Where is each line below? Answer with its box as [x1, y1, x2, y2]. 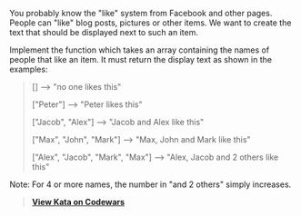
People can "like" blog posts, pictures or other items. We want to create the [9, 17, 292, 28]
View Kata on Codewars [31, 197, 125, 207]
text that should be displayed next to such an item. [9, 27, 198, 37]
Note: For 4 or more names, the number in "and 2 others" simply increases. [9, 179, 292, 190]
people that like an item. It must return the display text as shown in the [9, 54, 273, 64]
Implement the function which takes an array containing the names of [9, 44, 270, 55]
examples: [9, 64, 48, 74]
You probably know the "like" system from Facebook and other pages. [9, 8, 273, 18]
